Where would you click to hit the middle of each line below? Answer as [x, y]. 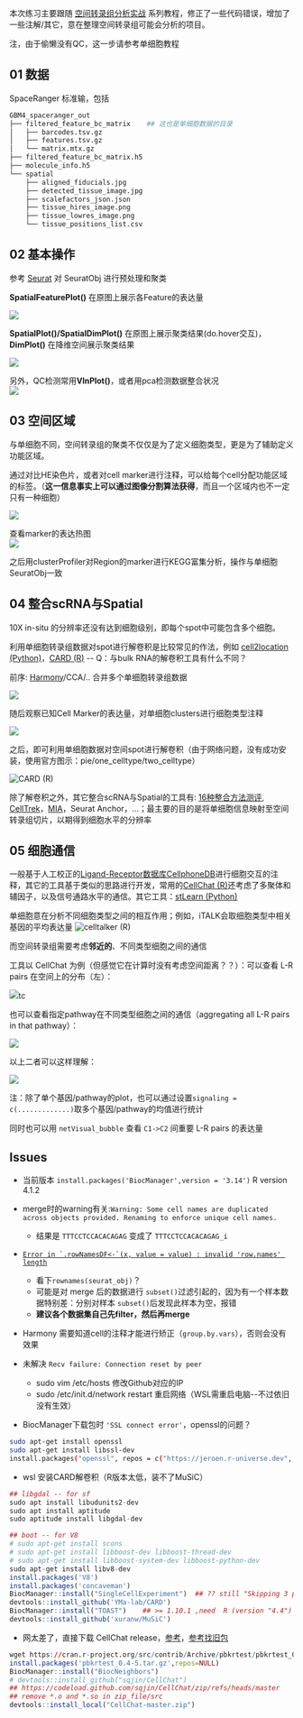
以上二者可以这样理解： [53, 1061]
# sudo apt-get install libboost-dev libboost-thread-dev [120, 1552]
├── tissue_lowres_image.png [80, 216]
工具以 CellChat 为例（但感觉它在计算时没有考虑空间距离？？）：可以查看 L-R [151, 965]
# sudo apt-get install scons [66, 1544]
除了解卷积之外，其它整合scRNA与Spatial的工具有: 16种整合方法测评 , [137, 797]
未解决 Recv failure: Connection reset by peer [112, 1364]
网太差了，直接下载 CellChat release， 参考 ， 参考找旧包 [125, 1637]
